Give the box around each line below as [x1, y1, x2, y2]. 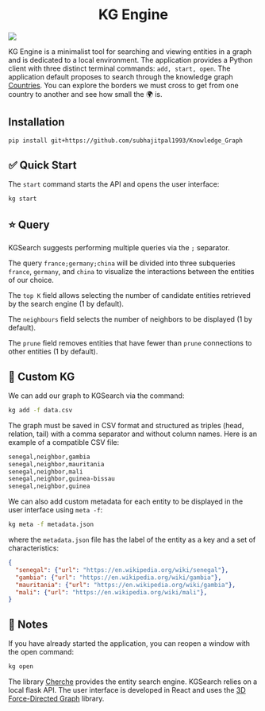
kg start [8, 195, 37, 203]
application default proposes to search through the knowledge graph [8, 71, 233, 81]
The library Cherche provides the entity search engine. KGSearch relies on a [8, 677, 258, 686]
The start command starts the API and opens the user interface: [8, 180, 220, 189]
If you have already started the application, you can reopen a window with [8, 639, 251, 648]
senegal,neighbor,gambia [8, 453, 90, 461]
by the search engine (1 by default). [8, 299, 125, 309]
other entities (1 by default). [8, 347, 98, 357]
